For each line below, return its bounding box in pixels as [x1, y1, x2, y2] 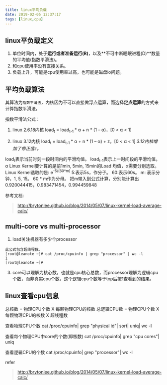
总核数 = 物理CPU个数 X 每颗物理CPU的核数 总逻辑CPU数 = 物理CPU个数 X [5, 306, 160, 312]
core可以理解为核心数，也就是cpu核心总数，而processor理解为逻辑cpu [12, 269, 158, 275]
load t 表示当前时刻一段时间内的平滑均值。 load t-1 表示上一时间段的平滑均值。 [5, 156, 161, 163]
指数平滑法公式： [5, 116, 40, 122]
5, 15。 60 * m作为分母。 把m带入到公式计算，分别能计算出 [18, 176, 139, 182]
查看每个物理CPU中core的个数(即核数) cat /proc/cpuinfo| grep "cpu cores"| [5, 333, 160, 339]
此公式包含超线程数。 [5, 247, 42, 252]
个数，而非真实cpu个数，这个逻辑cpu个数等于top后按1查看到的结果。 [12, 275, 154, 282]
